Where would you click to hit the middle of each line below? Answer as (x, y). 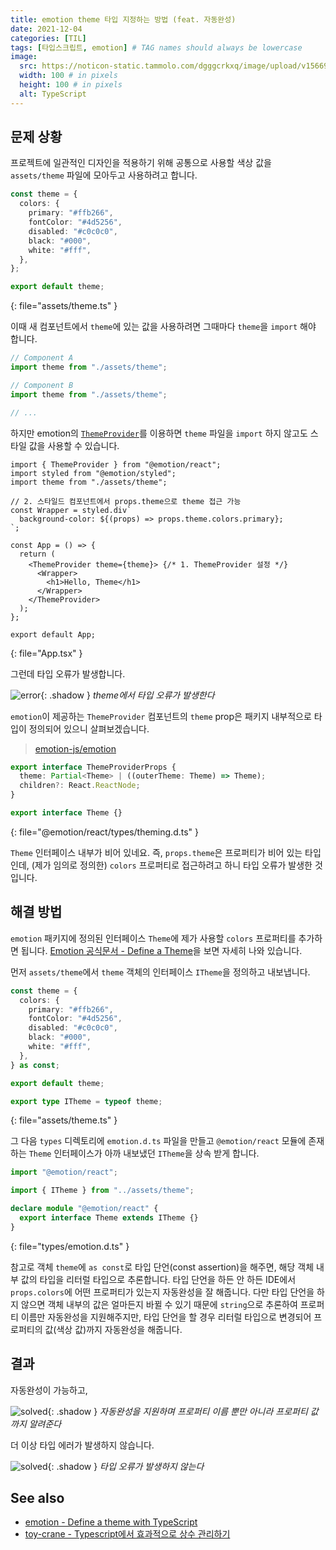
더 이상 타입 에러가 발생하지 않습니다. (82, 1445)
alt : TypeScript (53, 94)
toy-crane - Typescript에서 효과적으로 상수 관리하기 (127, 1534)
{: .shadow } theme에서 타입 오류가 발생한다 (127, 695)
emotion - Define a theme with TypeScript (111, 1522)
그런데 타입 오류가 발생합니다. (68, 673)
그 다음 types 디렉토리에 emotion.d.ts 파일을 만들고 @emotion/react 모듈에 (158, 1141)
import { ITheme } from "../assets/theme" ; (102, 1191)
